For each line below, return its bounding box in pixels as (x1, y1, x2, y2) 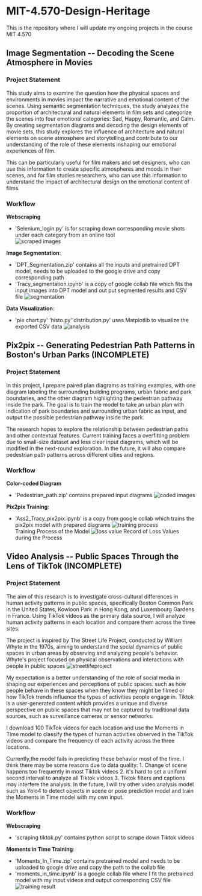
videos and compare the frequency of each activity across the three (6, 737, 175, 744)
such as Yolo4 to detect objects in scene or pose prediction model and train (6, 787, 194, 794)
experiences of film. (6, 147, 56, 154)
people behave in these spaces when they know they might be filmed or (6, 687, 185, 694)
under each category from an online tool (14, 231, 115, 238)
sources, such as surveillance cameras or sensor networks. (6, 712, 154, 719)
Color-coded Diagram (6, 480, 62, 487)
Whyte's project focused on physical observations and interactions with (6, 656, 185, 663)
